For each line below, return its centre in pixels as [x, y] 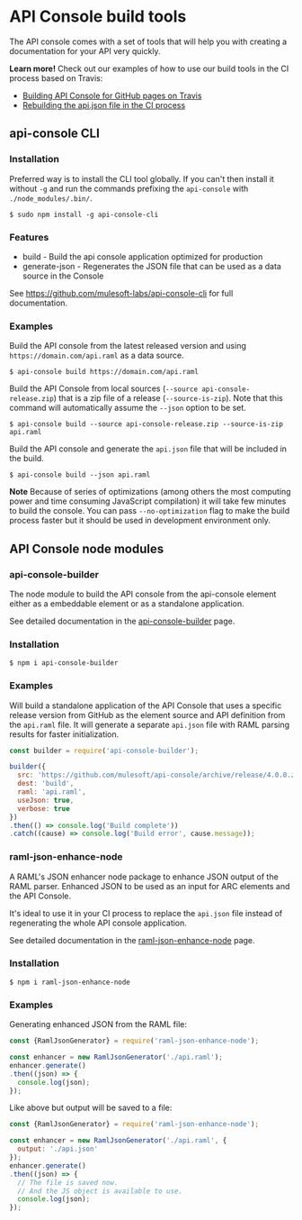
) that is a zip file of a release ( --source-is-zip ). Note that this [168, 398]
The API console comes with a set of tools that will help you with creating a [148, 41]
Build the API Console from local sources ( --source [104, 388]
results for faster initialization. [64, 734]
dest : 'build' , [46, 784]
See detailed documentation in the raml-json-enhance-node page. [132, 940]
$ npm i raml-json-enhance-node [70, 982]
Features [29, 237]
